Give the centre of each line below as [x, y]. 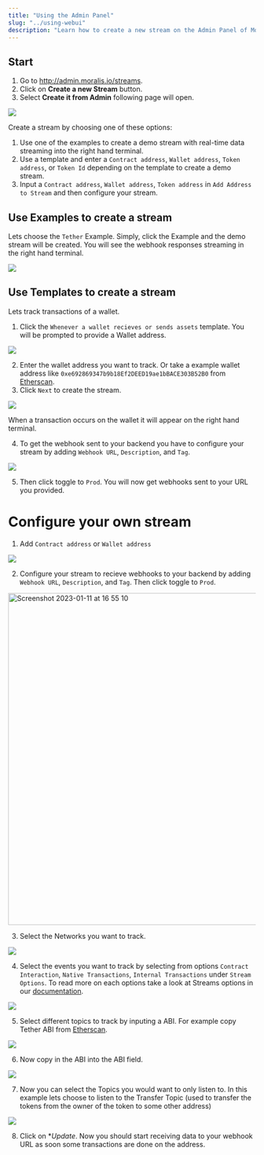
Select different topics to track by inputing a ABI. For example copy [128, 1021]
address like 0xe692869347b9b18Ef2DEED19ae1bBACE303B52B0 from [123, 373]
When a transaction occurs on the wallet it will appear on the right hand [124, 420]
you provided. [42, 490]
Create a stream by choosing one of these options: [90, 127]
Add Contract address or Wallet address [85, 544]
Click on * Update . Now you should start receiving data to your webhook [136, 1135]
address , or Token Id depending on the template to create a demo [125, 168]
